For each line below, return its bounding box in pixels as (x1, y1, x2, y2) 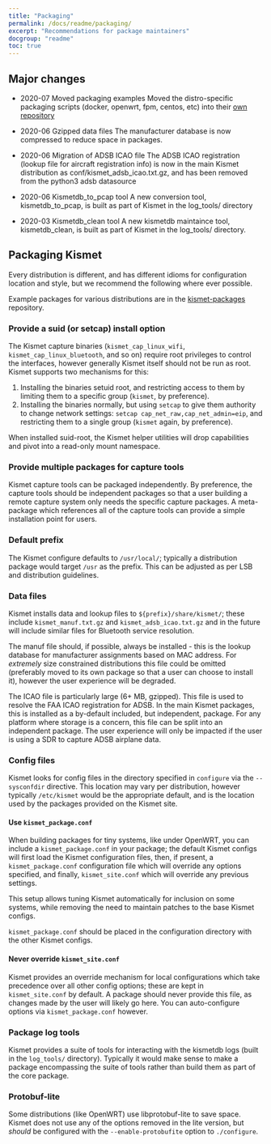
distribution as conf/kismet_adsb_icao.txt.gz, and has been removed (19, 167, 248, 177)
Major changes (8, 72, 87, 86)
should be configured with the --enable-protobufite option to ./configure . (8, 1126, 259, 1137)
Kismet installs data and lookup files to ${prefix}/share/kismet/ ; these (8, 608, 245, 618)
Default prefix (8, 535, 64, 546)
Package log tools (8, 1027, 80, 1038)
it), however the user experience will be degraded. (8, 676, 176, 685)
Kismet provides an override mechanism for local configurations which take (8, 972, 260, 981)
